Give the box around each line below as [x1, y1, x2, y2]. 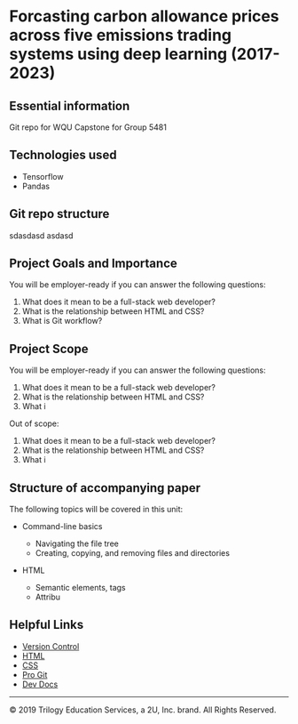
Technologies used [9, 148, 117, 163]
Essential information [9, 98, 130, 113]
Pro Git [21, 669, 48, 680]
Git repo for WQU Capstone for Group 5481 [9, 122, 167, 133]
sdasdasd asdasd [9, 229, 74, 241]
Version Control [21, 640, 80, 651]
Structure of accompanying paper [9, 480, 201, 495]
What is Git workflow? [21, 316, 103, 326]
